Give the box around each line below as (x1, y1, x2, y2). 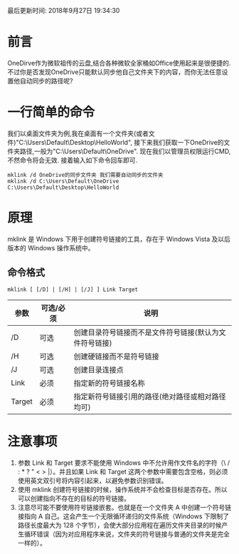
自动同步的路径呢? (19, 76, 73, 85)
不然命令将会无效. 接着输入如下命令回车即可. (7, 155, 138, 164)
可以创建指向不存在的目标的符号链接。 (17, 494, 130, 503)
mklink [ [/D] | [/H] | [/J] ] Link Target (7, 286, 139, 293)
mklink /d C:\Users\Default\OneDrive (7, 178, 119, 185)
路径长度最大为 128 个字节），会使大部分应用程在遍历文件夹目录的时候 (17, 520, 222, 529)
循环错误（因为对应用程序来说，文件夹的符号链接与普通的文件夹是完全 (23, 530, 230, 538)
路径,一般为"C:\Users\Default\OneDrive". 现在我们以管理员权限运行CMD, (19, 147, 231, 155)
